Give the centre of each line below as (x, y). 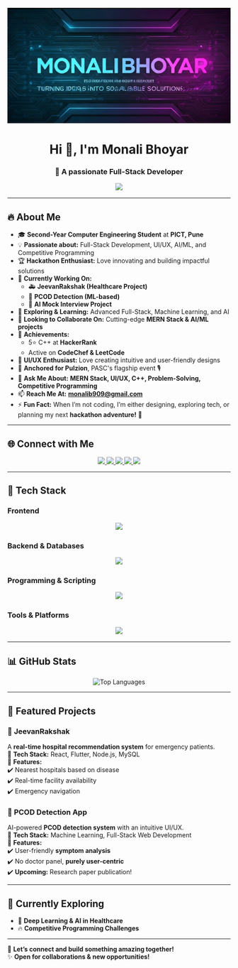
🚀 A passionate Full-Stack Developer (119, 171)
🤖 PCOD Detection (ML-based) (74, 297)
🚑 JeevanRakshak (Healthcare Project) (88, 287)
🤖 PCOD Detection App (47, 812)
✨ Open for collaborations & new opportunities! (79, 957)
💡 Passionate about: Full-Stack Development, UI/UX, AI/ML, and (112, 245)
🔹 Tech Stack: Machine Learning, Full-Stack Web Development (100, 835)
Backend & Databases (46, 545)
